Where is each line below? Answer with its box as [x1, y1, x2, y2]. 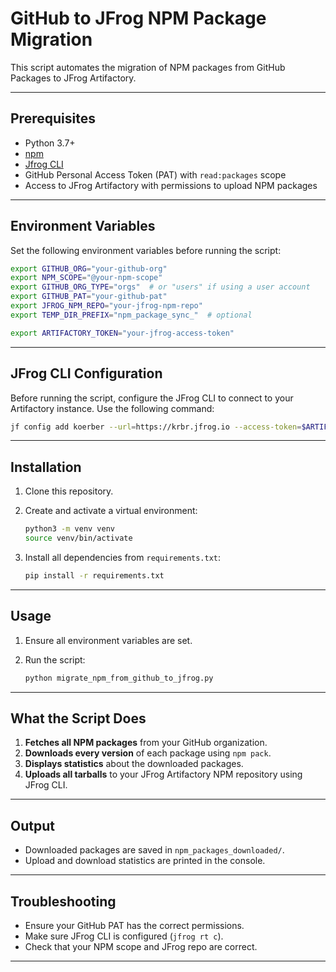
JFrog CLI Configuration [10, 365, 163, 382]
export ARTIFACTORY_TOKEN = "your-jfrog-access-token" [10, 328, 235, 338]
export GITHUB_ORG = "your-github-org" [10, 263, 168, 274]
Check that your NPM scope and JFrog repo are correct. [24, 940, 258, 952]
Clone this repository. [24, 485, 114, 497]
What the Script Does [10, 710, 147, 727]
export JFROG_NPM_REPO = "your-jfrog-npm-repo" [10, 301, 203, 311]
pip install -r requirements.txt [24, 570, 165, 581]
